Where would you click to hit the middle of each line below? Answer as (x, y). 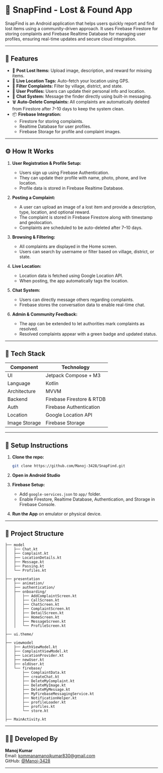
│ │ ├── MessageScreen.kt (36, 621)
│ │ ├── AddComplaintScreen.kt (41, 596)
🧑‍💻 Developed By (32, 739)
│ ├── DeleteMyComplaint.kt (40, 681)
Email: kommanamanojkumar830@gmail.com (50, 755)
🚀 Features (22, 59)
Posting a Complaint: (34, 197)
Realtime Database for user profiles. (55, 126)
